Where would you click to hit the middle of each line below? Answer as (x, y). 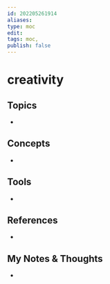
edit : (15, 33)
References (33, 221)
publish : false (29, 46)
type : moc (21, 26)
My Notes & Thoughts (55, 259)
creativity (36, 80)
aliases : (20, 20)
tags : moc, (23, 39)
